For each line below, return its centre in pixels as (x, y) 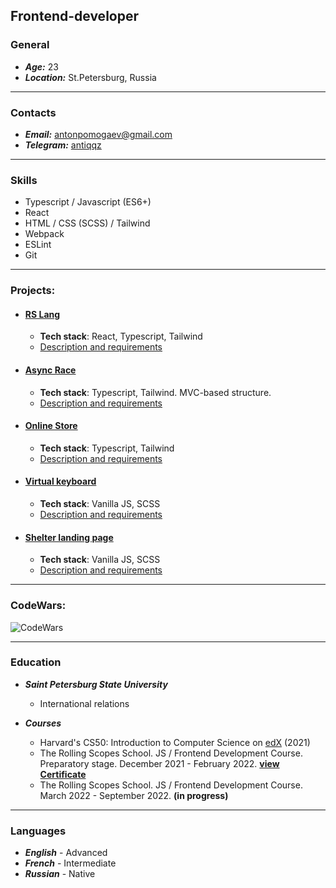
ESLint (38, 245)
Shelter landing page (69, 537)
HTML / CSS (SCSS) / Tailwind (87, 223)
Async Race (50, 370)
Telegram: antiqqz (63, 145)
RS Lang (42, 314)
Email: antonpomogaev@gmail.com (98, 134)
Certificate (63, 774)
